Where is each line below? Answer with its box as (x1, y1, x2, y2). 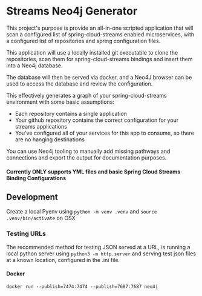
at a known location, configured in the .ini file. (6, 256, 120, 263)
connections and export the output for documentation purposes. (6, 153, 167, 161)
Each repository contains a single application (15, 110, 127, 117)
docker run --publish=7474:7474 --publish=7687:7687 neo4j (6, 283, 158, 289)
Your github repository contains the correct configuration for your (15, 116, 179, 124)
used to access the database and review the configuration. (6, 80, 153, 87)
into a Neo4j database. (6, 62, 63, 69)
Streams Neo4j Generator (6, 4, 138, 18)
